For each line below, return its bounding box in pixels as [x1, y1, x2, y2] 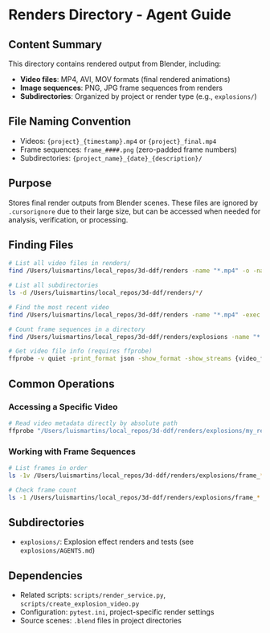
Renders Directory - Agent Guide [8, 6, 231, 24]
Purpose [8, 177, 52, 190]
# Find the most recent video [8, 303, 110, 311]
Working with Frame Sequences [8, 446, 137, 457]
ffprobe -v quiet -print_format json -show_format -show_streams [8, 355, 231, 363]
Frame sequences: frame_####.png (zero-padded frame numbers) [19, 145, 237, 154]
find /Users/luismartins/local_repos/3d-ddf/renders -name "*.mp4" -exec [8, 311, 261, 319]
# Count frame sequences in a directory [8, 325, 146, 333]
